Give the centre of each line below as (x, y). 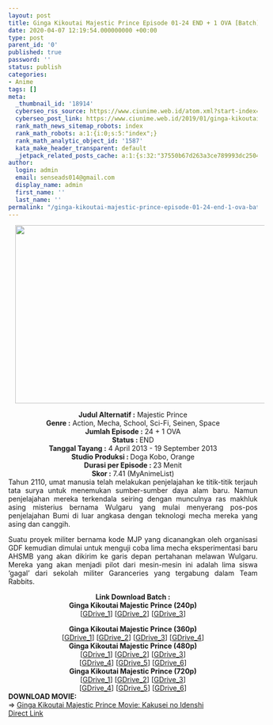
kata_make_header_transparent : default (81, 148)
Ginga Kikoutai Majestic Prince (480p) (133, 646)
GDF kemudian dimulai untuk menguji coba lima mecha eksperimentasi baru (133, 548)
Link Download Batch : (133, 597)
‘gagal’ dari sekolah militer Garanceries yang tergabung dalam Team (133, 573)
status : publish (35, 67)
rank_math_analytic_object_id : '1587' (80, 141)
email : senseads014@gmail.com (65, 178)
